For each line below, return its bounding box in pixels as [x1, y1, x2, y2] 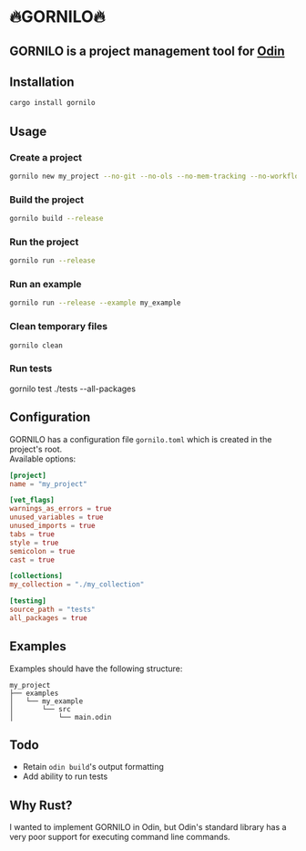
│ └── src [9, 704, 71, 713]
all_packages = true [9, 613, 88, 622]
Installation [9, 74, 75, 89]
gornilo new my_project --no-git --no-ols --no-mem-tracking [9, 171, 247, 181]
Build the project [9, 193, 85, 206]
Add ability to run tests [22, 771, 108, 782]
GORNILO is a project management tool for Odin [9, 43, 285, 58]
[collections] [9, 572, 64, 581]
